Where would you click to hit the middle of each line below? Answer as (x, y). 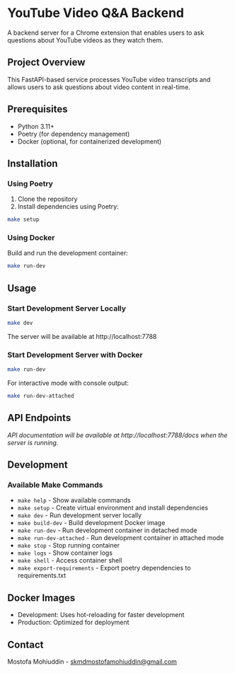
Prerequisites (38, 109)
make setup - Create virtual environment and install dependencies (113, 508)
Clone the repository (47, 199)
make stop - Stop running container (69, 546)
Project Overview (46, 63)
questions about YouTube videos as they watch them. (86, 40)
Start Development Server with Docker (75, 355)
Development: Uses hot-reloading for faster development (101, 615)
